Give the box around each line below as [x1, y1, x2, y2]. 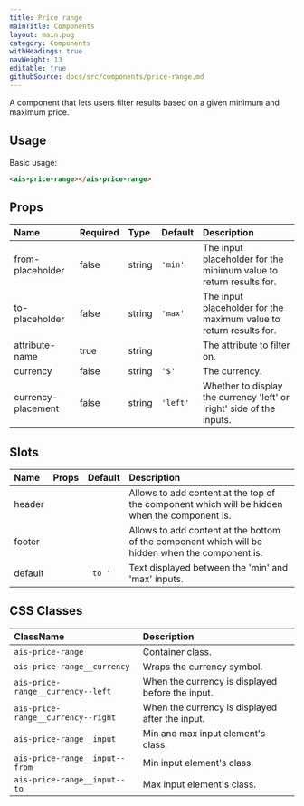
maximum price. [9, 106, 70, 118]
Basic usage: [9, 157, 58, 168]
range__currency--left [14, 686, 111, 696]
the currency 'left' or [202, 391, 290, 404]
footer [14, 535, 41, 548]
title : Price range [9, 13, 83, 23]
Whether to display [202, 379, 283, 392]
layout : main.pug [9, 30, 75, 39]
